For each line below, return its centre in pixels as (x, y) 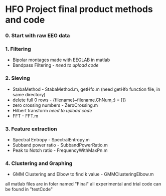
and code (25, 20)
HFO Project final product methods (79, 9)
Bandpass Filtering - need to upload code (55, 65)
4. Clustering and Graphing (39, 163)
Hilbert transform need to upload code (52, 110)
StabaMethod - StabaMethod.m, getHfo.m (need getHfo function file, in (86, 89)
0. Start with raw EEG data (38, 36)
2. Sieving (18, 78)
